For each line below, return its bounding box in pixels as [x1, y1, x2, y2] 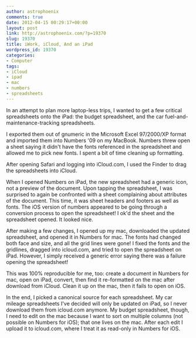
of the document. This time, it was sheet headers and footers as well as [6, 197, 179, 204]
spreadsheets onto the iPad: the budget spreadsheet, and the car [6, 113, 164, 120]
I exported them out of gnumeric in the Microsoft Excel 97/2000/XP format [6, 130, 187, 138]
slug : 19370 [6, 36, 35, 42]
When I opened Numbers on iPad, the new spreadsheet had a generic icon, [6, 178, 188, 185]
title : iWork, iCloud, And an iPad [6, 42, 93, 48]
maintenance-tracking [6, 119, 60, 126]
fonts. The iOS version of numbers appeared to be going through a [6, 203, 167, 210]
